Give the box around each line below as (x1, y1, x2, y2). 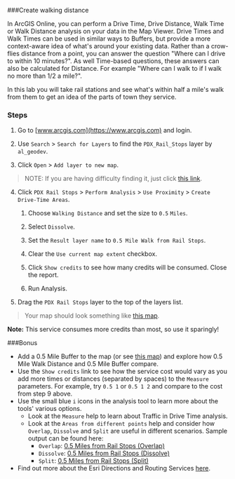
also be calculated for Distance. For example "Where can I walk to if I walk (7, 65, 222, 72)
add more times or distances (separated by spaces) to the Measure (17, 375, 209, 383)
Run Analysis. (27, 284, 68, 293)
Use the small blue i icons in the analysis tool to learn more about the (17, 397, 219, 405)
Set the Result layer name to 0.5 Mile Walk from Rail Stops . (27, 236, 206, 245)
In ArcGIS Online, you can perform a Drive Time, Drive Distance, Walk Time (7, 20, 224, 27)
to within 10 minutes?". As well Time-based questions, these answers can (7, 57, 220, 65)
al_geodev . (17, 147, 48, 156)
